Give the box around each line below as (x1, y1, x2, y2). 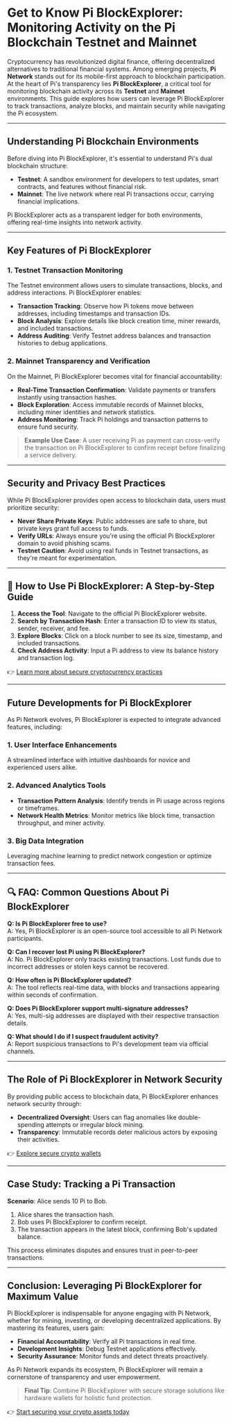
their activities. (17, 1135, 60, 1144)
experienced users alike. (7, 763, 78, 772)
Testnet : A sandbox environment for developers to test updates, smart (17, 175, 219, 183)
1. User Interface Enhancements (7, 740, 117, 750)
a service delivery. (24, 450, 78, 459)
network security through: (7, 1099, 82, 1108)
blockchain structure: (7, 161, 68, 170)
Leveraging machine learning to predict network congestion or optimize (7, 852, 212, 860)
